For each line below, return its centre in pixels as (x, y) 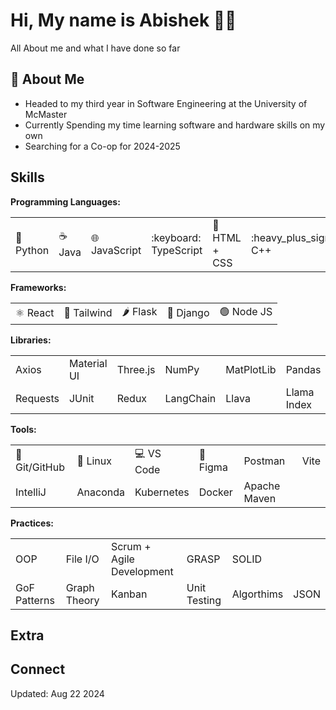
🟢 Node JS (246, 311)
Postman (264, 461)
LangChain (190, 398)
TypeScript (177, 250)
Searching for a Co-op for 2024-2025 (102, 146)
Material (88, 363)
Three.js (136, 369)
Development (142, 571)
